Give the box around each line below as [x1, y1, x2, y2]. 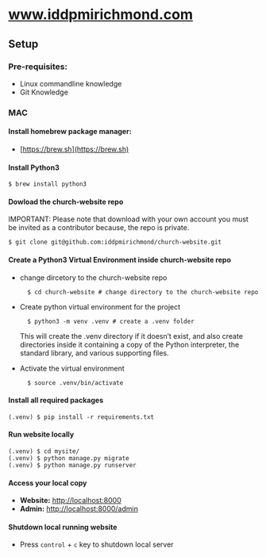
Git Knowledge [19, 87, 69, 97]
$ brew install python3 [8, 180, 87, 188]
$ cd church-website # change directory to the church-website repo [27, 288, 259, 296]
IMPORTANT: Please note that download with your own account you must [8, 214, 249, 224]
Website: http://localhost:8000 [19, 496, 121, 505]
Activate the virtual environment [19, 363, 125, 373]
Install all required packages [8, 395, 104, 405]
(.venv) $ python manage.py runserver [8, 462, 137, 470]
